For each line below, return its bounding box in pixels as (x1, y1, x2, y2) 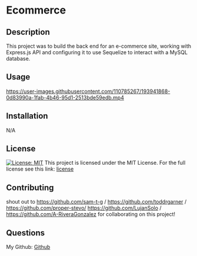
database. (6, 55, 31, 62)
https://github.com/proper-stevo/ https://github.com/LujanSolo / (6, 204, 162, 212)
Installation (6, 111, 48, 121)
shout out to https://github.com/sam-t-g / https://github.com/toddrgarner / (6, 198, 187, 205)
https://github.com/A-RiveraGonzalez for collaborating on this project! (6, 211, 175, 218)
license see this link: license (6, 165, 74, 172)
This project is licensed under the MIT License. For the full (44, 159, 186, 167)
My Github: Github (6, 244, 51, 251)
